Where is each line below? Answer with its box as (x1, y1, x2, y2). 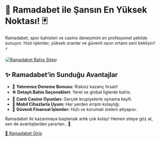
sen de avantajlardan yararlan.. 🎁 (5, 121, 71, 126)
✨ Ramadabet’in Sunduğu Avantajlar (5, 71, 118, 79)
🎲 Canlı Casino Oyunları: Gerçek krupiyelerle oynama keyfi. (12, 96, 132, 102)
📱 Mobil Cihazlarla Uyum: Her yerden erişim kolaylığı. (12, 101, 121, 107)
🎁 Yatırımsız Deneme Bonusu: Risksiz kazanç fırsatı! (12, 83, 118, 89)
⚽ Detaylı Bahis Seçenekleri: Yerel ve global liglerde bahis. (12, 89, 131, 95)
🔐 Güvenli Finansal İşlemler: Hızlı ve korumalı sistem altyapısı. (12, 106, 137, 112)
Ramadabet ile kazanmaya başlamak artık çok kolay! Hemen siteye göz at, (5, 116, 153, 122)
